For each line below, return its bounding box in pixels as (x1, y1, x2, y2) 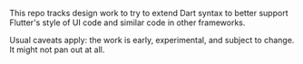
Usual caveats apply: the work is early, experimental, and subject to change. (9, 35, 295, 45)
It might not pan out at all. (9, 44, 105, 55)
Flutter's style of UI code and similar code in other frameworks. (9, 17, 246, 28)
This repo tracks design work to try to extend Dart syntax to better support (9, 8, 288, 18)
